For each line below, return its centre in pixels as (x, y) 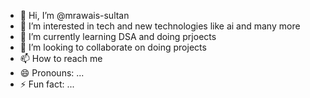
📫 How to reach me (61, 58)
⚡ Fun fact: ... (47, 84)
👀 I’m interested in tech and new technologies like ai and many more (160, 26)
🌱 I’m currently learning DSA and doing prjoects (118, 36)
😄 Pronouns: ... (52, 73)
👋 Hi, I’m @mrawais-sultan (74, 15)
